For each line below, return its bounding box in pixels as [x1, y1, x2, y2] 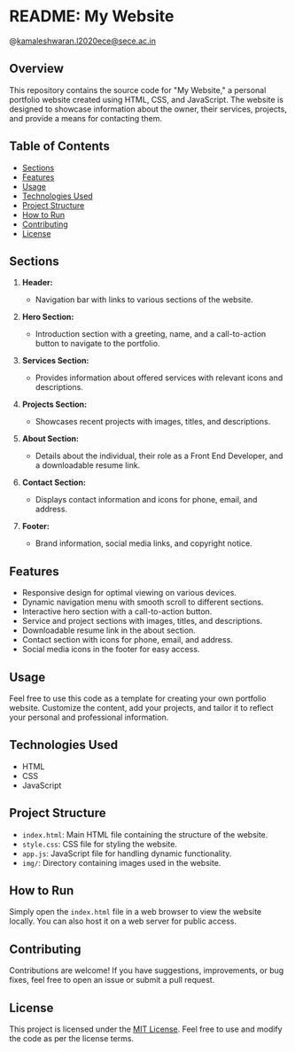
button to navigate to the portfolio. [35, 339, 160, 349]
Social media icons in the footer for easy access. [21, 644, 200, 655]
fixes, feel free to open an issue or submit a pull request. [9, 975, 215, 986]
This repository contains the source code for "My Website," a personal [9, 84, 267, 95]
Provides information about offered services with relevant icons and [35, 372, 283, 383]
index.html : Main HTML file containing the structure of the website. [21, 829, 268, 839]
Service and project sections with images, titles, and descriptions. [21, 616, 263, 627]
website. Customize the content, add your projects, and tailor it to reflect [9, 703, 274, 713]
